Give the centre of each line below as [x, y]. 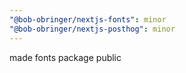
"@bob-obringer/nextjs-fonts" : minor [88, 19]
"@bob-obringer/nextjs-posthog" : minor [92, 29]
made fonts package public [65, 57]
